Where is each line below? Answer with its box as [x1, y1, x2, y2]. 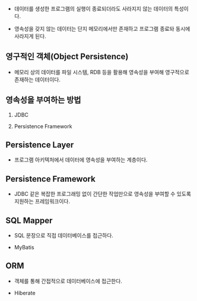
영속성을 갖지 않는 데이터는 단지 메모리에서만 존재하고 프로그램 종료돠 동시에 [14, 26, 190, 32]
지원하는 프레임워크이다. [14, 198, 71, 205]
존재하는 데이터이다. [14, 76, 61, 83]
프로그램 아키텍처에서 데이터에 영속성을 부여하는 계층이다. [14, 156, 148, 163]
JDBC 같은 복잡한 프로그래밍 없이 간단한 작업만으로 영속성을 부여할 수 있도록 [14, 191, 191, 198]
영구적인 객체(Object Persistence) [5, 52, 129, 62]
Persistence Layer [5, 140, 74, 150]
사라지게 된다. [14, 33, 47, 40]
